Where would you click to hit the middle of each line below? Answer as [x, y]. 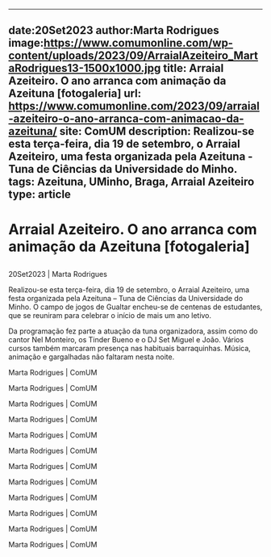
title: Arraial [193, 68]
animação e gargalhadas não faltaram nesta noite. [92, 357]
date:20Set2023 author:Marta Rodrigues [114, 30]
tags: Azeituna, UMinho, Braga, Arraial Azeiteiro [131, 182]
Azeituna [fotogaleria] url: [75, 94]
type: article [40, 195]
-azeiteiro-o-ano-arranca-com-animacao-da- [126, 119]
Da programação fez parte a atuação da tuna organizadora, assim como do [133, 331]
